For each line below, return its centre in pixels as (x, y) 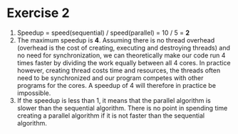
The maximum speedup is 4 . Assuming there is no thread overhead (116, 40)
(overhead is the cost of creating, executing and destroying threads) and (124, 48)
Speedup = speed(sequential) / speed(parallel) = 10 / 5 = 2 (103, 33)
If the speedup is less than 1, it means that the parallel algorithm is (114, 100)
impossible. (34, 93)
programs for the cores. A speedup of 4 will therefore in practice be (117, 85)
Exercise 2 (38, 13)
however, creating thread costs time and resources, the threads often (119, 70)
